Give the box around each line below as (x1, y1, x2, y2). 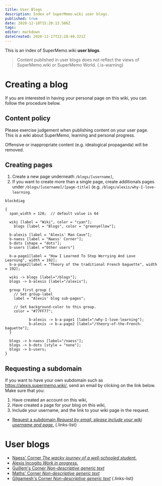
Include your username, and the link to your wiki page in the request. (12, 407, 149, 413)
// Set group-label (14, 292, 53, 297)
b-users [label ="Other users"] (9, 245, 75, 250)
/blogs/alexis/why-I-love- (101, 185, 156, 190)
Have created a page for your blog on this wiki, (12, 402, 106, 408)
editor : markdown (5, 30, 40, 34)
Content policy (5, 114, 51, 123)
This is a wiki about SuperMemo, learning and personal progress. (5, 132, 135, 138)
